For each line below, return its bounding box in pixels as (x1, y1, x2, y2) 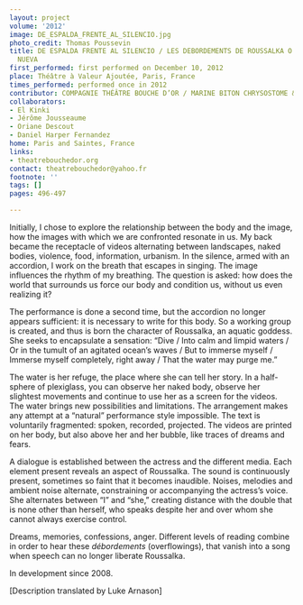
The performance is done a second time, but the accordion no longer (9, 307, 266, 316)
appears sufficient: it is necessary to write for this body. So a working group (9, 316, 291, 326)
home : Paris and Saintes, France (9, 139, 135, 148)
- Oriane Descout (9, 123, 75, 132)
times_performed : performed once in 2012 (9, 80, 168, 89)
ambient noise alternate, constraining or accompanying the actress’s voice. (9, 485, 289, 496)
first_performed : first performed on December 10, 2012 (9, 64, 224, 73)
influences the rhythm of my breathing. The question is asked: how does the (9, 270, 293, 280)
